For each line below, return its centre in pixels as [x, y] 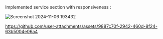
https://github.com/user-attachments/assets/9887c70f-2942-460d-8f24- [81, 26]
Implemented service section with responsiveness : [58, 7]
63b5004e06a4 [22, 31]
